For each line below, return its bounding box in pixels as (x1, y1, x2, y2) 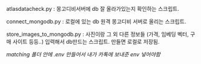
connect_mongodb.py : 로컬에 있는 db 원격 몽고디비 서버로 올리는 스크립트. (6, 18, 186, 25)
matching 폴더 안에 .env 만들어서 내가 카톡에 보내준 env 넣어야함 (6, 51, 160, 58)
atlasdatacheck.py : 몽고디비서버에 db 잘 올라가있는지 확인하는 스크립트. (6, 5, 180, 12)
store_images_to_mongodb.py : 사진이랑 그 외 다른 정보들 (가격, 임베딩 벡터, (6, 31, 189, 38)
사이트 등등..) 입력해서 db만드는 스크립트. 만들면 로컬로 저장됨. (12, 38, 160, 45)
